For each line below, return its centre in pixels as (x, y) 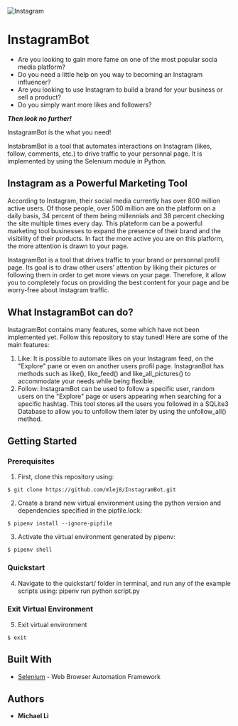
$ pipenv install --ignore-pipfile (60, 524)
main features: (28, 344)
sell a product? (39, 97)
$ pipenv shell (30, 550)
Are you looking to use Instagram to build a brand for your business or (120, 90)
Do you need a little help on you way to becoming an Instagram (110, 74)
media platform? (42, 67)
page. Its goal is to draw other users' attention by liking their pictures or (112, 267)
